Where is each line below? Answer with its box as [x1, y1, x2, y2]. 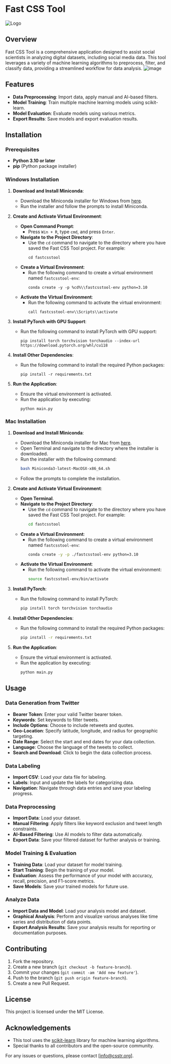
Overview [5, 35, 37, 44]
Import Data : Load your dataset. [12, 815, 81, 821]
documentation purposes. [12, 930, 68, 936]
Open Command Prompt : [20, 223, 74, 229]
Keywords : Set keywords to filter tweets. [12, 717, 99, 723]
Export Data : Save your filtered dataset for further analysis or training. [12, 837, 161, 843]
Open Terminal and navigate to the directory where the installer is [20, 445, 159, 451]
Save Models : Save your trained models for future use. [12, 883, 129, 889]
